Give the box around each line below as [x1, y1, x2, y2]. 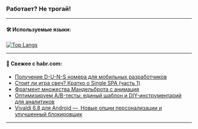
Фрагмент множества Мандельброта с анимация [14, 86, 140, 93]
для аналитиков [14, 98, 55, 105]
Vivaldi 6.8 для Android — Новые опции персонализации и [14, 104, 162, 111]
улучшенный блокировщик [14, 110, 82, 117]
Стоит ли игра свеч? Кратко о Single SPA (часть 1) [14, 79, 141, 86]
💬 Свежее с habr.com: [6, 60, 62, 67]
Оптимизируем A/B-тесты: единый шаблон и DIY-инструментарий [14, 91, 181, 99]
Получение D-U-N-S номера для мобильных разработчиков [14, 73, 167, 80]
